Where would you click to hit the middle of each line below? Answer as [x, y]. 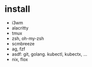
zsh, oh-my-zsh [28, 38]
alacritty [20, 28]
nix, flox [20, 59]
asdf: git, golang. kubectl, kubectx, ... [49, 54]
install [17, 9]
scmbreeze [23, 43]
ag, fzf [18, 49]
